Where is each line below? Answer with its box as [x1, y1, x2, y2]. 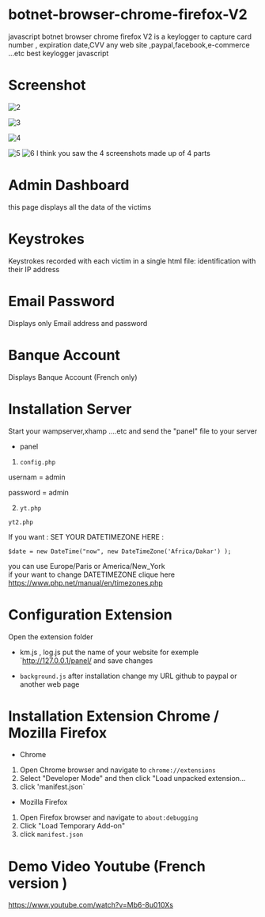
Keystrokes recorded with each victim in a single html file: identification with [8, 256, 256, 266]
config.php [19, 458, 56, 466]
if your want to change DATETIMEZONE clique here [8, 570, 176, 579]
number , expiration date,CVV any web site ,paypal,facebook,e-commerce [8, 40, 251, 49]
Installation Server [8, 400, 132, 418]
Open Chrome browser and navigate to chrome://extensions [19, 765, 216, 775]
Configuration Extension [8, 605, 172, 623]
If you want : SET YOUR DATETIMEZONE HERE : [8, 532, 165, 541]
